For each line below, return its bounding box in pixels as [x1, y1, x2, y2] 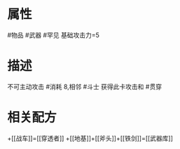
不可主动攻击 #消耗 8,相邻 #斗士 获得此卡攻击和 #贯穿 [7, 82, 162, 91]
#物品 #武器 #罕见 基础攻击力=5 [7, 31, 99, 39]
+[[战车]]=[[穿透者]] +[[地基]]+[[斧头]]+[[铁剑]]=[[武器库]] [7, 134, 174, 142]
